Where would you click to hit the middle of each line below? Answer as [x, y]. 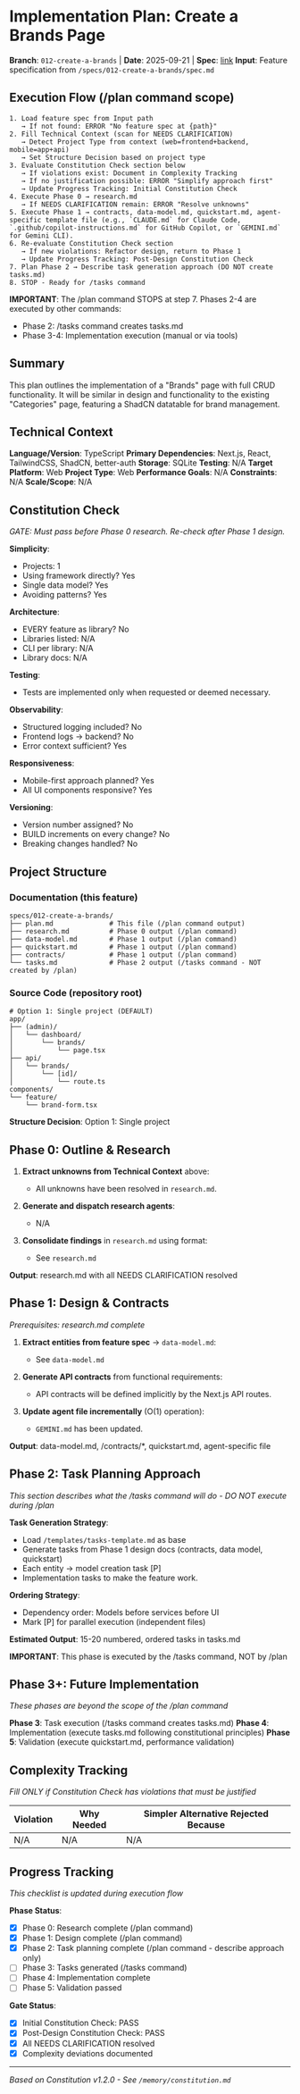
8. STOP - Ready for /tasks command [77, 282]
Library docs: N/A [54, 658]
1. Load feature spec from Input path [81, 118]
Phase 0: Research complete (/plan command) [108, 1928]
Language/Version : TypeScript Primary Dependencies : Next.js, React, [140, 454]
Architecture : [34, 612]
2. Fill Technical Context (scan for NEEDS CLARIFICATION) [121, 134]
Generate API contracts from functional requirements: [122, 1377]
